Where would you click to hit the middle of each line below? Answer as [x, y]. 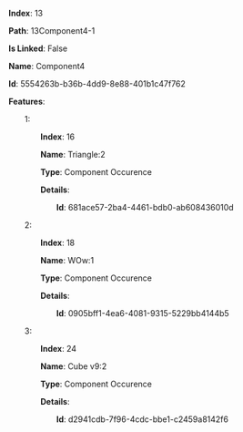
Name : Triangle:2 [73, 154]
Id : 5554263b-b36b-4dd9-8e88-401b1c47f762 [97, 84]
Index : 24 [58, 349]
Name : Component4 [47, 66]
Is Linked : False [38, 48]
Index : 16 [58, 137]
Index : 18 [57, 242]
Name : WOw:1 [67, 260]
